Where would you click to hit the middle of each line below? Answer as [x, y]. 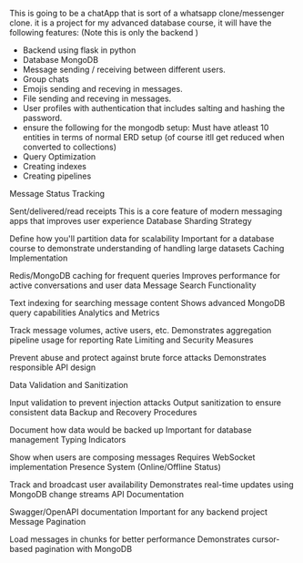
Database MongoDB [60, 60]
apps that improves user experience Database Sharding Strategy [131, 221]
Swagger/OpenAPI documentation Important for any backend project [139, 512]
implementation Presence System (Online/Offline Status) [115, 467]
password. [42, 118]
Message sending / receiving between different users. [124, 69]
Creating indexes [54, 166]
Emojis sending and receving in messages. [103, 89]
